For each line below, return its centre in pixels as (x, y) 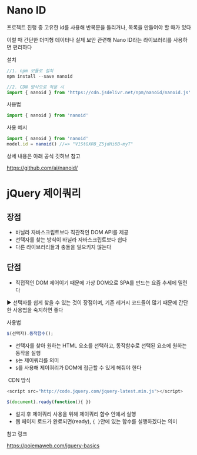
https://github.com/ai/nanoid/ (42, 168)
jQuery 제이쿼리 (44, 193)
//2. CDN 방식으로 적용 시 (35, 87)
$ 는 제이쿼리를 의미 (37, 360)
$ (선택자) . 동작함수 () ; (30, 333)
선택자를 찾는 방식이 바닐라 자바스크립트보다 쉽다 (71, 240)
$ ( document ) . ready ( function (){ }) (49, 402)
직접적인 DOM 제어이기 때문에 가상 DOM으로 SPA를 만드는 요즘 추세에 (96, 283)
